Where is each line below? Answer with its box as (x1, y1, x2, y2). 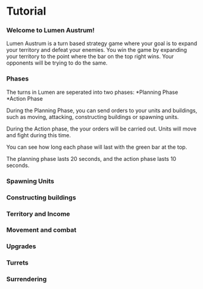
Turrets (6, 259, 29, 267)
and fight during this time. (6, 131, 71, 138)
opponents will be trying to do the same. (6, 59, 108, 66)
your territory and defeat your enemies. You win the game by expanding (6, 46, 187, 54)
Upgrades (6, 242, 37, 251)
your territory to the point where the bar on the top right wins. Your (6, 53, 174, 60)
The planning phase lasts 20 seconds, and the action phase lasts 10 (6, 155, 177, 162)
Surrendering (6, 275, 47, 284)
